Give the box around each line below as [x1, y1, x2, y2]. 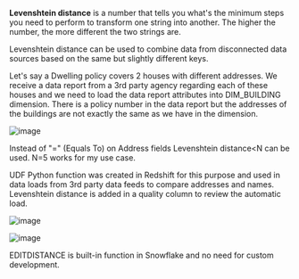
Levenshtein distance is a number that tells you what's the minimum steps [9, 8, 285, 18]
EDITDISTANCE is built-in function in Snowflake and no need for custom [9, 250, 274, 260]
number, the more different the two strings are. [9, 27, 181, 37]
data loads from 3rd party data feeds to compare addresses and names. [9, 179, 275, 190]
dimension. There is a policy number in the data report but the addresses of [9, 99, 287, 110]
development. [9, 259, 60, 270]
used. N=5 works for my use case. [9, 152, 137, 163]
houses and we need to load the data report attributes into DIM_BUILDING [9, 89, 281, 100]
